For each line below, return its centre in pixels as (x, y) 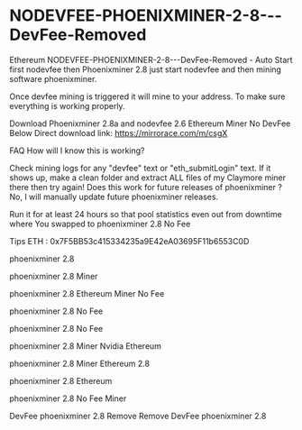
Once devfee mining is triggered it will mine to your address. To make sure (147, 96)
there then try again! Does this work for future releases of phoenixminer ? (146, 187)
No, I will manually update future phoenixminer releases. (114, 197)
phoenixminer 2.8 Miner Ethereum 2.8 (80, 363)
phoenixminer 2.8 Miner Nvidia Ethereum (86, 346)
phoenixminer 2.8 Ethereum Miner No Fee (87, 293)
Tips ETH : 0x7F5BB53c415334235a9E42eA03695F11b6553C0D (129, 241)
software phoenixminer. (53, 78)
